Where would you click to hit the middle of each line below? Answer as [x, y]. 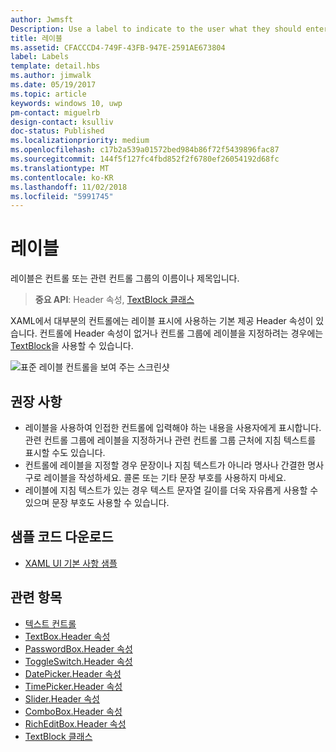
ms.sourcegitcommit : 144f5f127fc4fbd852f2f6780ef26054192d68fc [145, 159]
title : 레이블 [36, 38]
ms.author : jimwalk [51, 76]
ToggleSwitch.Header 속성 [78, 661]
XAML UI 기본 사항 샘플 [71, 563]
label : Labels [40, 57]
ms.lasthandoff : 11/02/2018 [69, 187]
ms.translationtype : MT [60, 168]
